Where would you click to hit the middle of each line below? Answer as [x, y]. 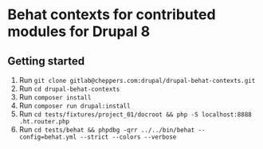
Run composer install [55, 97]
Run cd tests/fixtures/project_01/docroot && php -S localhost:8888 [135, 114]
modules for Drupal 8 [79, 31]
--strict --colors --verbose [128, 137]
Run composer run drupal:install [75, 106]
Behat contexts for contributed [112, 15]
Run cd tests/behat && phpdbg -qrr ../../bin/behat [107, 129]
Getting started [46, 61]
